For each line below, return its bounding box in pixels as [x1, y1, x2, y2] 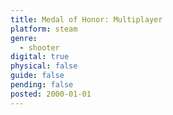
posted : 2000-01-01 [10, 89, 92, 99]
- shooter [19, 42, 60, 53]
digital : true [10, 52, 70, 62]
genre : [10, 33, 38, 43]
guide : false [10, 71, 65, 81]
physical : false [10, 61, 78, 71]
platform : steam [10, 24, 78, 34]
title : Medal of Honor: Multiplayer [10, 14, 163, 25]
